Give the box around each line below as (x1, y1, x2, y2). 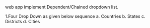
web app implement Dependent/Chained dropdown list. (5, 4, 119, 10)
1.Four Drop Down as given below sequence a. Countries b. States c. (5, 14, 146, 19)
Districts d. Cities (5, 19, 40, 24)
